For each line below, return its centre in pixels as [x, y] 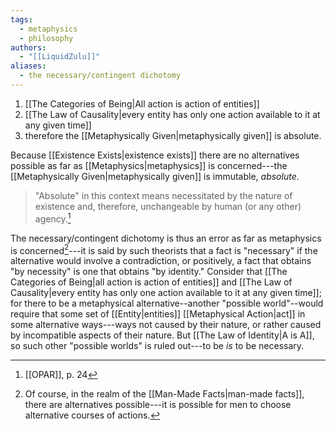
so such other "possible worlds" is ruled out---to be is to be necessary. [157, 346]
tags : [21, 19]
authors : [28, 47]
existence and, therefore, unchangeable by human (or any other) [168, 206]
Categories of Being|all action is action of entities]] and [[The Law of [151, 282]
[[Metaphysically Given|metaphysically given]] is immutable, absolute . [155, 176]
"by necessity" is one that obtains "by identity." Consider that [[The [149, 272]
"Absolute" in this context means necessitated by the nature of [163, 195]
